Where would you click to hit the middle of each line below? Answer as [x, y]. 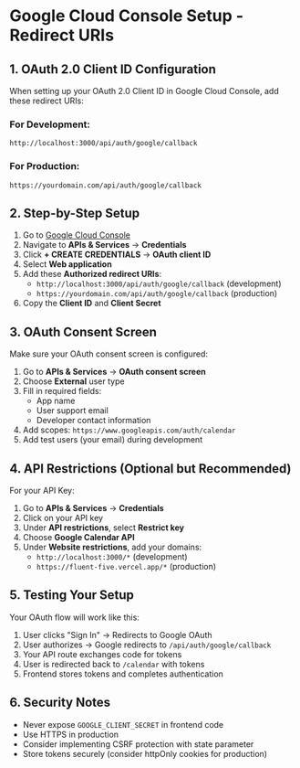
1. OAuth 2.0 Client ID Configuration [113, 69]
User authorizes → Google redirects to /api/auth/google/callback [147, 645]
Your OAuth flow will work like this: [74, 617]
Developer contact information [93, 421]
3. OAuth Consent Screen [83, 331]
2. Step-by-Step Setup [75, 213]
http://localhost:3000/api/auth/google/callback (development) [159, 283]
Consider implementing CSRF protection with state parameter [138, 744]
